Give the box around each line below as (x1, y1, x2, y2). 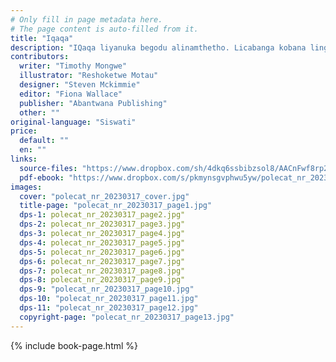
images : (10, 182, 43, 192)
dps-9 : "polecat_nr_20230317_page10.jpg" (19, 284, 195, 295)
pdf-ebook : (19, 172, 65, 183)
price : (10, 126, 38, 136)
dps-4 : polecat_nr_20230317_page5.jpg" (19, 237, 186, 248)
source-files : (19, 163, 78, 173)
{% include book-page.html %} (10, 339, 139, 351)
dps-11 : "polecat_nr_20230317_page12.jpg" (19, 303, 199, 313)
